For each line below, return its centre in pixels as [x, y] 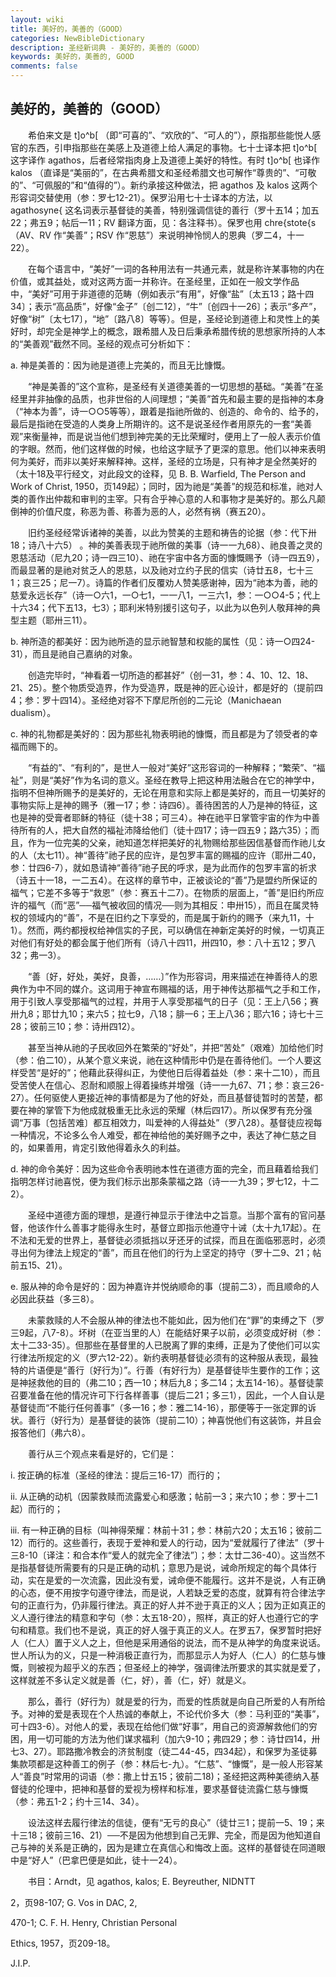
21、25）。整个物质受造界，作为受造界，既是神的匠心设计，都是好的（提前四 [167, 687]
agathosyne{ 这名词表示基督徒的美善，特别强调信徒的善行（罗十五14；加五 [165, 210]
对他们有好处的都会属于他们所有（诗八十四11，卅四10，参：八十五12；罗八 [163, 942]
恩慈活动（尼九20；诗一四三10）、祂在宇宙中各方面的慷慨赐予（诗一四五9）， [167, 557]
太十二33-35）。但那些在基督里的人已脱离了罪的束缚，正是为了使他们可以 [161, 1345]
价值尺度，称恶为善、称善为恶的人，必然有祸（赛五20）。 [154, 511]
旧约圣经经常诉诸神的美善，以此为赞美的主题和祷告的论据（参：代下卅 [172, 532]
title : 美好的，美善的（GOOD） [68, 29]
